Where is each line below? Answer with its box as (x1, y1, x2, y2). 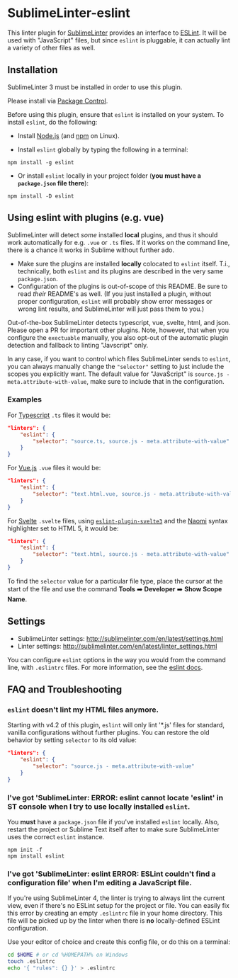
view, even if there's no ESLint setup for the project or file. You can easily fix (7, 902, 230, 910)
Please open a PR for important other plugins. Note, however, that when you (7, 326, 229, 334)
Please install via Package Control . (7, 96, 108, 105)
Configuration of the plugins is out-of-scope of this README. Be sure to (17, 282, 228, 290)
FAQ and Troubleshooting (7, 683, 123, 695)
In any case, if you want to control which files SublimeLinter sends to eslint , (7, 354, 231, 363)
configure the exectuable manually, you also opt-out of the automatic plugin (7, 333, 229, 341)
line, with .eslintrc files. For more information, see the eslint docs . (7, 663, 203, 671)
